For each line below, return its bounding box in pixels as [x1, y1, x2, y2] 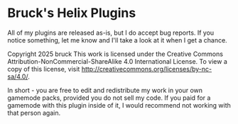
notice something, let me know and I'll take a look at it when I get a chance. [7, 35, 227, 44]
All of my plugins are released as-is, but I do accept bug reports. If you [7, 28, 215, 37]
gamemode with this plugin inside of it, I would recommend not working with [7, 101, 231, 109]
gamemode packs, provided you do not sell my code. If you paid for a [7, 94, 211, 102]
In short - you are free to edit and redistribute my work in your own [7, 86, 203, 94]
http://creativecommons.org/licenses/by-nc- [81, 64, 212, 73]
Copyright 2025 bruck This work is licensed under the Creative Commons [7, 50, 224, 58]
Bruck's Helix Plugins [7, 5, 136, 21]
